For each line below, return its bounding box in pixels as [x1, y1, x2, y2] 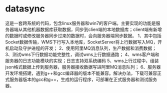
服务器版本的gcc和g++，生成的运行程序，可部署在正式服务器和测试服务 [9, 76, 157, 82]
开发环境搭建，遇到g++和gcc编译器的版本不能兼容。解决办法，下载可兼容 [5, 70, 157, 76]
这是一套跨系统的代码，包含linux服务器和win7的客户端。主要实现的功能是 [5, 20, 156, 26]
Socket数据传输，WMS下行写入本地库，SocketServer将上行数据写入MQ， [5, 38, 158, 45]
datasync [5, 3, 45, 14]
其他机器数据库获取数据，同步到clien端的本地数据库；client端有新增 [22, 26, 162, 32]
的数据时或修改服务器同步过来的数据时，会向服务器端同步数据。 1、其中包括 [5, 32, 161, 38]
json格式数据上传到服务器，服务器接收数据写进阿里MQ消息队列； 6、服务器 [5, 63, 161, 70]
